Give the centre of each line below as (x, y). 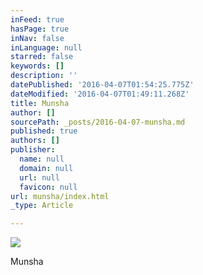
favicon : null (48, 187)
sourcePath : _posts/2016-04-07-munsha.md (98, 122)
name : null (42, 159)
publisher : (33, 150)
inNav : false (37, 38)
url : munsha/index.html (60, 196)
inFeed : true (37, 19)
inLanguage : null (46, 47)
